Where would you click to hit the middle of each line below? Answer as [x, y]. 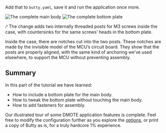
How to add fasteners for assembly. [49, 105]
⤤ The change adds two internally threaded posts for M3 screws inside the [81, 26]
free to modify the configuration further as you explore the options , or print [82, 120]
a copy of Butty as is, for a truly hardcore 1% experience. [63, 125]
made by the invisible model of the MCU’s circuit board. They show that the [82, 47]
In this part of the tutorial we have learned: [49, 85]
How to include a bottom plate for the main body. [62, 94]
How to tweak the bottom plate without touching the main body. [78, 100]
